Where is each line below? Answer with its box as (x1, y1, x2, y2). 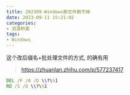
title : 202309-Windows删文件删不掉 (6, 8, 91, 15)
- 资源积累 (6, 25, 30, 32)
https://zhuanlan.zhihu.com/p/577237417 (21, 66, 124, 73)
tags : (6, 31, 20, 37)
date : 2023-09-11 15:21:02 (6, 14, 74, 20)
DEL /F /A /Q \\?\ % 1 (6, 78, 59, 84)
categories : (6, 20, 36, 26)
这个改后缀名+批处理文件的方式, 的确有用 (6, 54, 109, 61)
